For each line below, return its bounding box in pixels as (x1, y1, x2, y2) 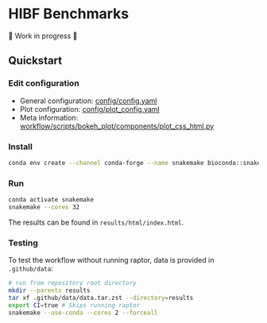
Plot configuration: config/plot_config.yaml (19, 104, 161, 113)
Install (8, 140, 33, 152)
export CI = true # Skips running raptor (8, 301, 141, 310)
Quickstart (8, 54, 63, 67)
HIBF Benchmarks (8, 5, 130, 23)
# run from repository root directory (8, 279, 137, 287)
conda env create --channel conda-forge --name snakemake (8, 159, 204, 167)
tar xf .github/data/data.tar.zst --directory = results (8, 294, 194, 302)
